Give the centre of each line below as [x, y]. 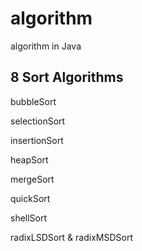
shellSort [29, 218]
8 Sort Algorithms [67, 77]
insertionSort [37, 140]
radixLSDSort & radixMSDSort [71, 237]
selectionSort [38, 121]
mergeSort [32, 179]
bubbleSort [33, 101]
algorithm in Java [46, 46]
